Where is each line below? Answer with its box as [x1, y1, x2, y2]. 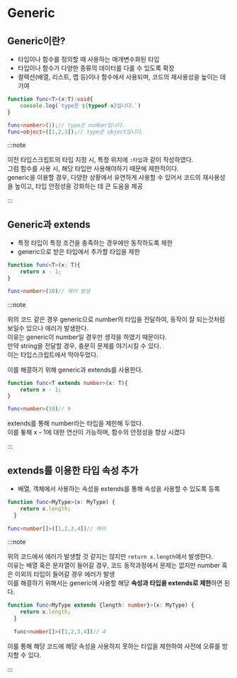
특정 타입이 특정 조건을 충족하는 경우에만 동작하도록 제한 [17, 239, 173, 247]
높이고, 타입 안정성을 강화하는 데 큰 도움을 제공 [14, 182, 144, 190]
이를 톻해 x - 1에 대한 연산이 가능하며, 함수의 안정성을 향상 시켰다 [7, 428, 186, 437]
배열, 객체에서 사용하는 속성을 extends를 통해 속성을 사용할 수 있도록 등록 [17, 485, 221, 493]
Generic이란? [7, 35, 66, 47]
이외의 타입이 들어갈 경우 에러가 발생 [14, 570, 115, 578]
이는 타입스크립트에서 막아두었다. [7, 350, 99, 359]
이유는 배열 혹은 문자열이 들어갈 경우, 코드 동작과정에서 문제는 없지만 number [7, 561, 221, 570]
